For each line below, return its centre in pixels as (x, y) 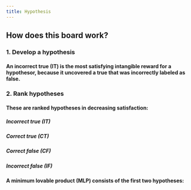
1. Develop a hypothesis (41, 52)
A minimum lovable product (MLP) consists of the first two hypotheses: (95, 181)
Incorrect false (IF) (29, 166)
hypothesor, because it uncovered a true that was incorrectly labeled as (96, 72)
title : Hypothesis (29, 11)
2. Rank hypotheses (35, 94)
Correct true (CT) (28, 136)
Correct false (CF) (29, 151)
